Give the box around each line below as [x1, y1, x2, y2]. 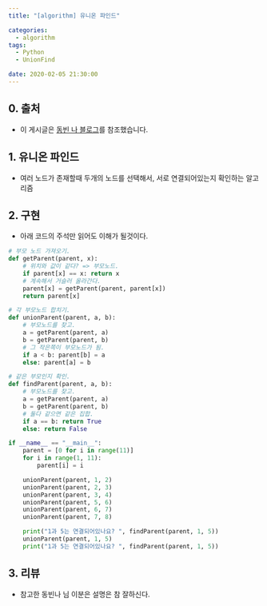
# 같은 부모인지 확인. [8, 373, 70, 381]
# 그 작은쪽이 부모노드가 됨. [22, 343, 105, 352]
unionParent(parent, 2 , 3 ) [22, 483, 113, 492]
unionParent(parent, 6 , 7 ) [22, 505, 113, 514]
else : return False [22, 425, 88, 433]
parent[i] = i [37, 461, 84, 470]
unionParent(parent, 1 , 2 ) [22, 476, 113, 484]
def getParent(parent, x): [8, 255, 98, 263]
